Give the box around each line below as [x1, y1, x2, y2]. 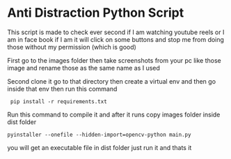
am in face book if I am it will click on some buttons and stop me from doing [7, 35, 225, 43]
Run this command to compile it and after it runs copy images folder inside [7, 110, 221, 119]
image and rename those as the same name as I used [7, 63, 160, 72]
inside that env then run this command [7, 84, 118, 93]
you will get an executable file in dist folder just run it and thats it [7, 143, 192, 151]
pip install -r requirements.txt [10, 98, 108, 105]
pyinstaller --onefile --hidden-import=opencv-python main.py [7, 131, 191, 138]
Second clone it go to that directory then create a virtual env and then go [7, 77, 216, 85]
